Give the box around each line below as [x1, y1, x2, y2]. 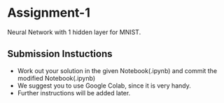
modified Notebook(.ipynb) [17, 74, 96, 82]
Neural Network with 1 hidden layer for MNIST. [7, 28, 141, 36]
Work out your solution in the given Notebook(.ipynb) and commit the [17, 66, 218, 74]
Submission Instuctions [7, 48, 113, 60]
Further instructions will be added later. [17, 88, 131, 97]
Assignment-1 [7, 5, 91, 21]
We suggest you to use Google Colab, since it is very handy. [17, 81, 191, 90]
